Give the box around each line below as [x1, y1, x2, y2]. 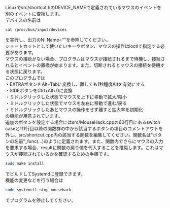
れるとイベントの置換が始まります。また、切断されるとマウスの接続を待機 [5, 62, 161, 68]
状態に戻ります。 [9, 68, 45, 75]
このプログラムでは [5, 75, 46, 81]
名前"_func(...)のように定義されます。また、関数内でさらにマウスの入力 [14, 138, 163, 144]
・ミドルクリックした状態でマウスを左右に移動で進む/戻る [5, 100, 127, 106]
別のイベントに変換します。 [5, 11, 63, 17]
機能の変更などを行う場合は [5, 177, 63, 183]
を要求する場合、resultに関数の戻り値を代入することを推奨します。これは [5, 145, 159, 151]
